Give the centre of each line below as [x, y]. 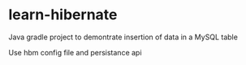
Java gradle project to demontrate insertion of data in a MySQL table [123, 37]
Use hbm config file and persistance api [75, 52]
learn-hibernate [63, 15]
